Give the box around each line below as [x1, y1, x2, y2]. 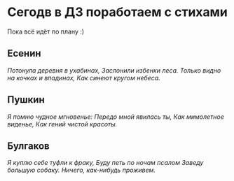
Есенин [7, 48, 41, 59]
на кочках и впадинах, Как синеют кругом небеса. [7, 73, 161, 82]
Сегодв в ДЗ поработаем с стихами [7, 4, 228, 20]
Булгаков [7, 140, 50, 152]
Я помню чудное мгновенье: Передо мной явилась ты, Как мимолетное [7, 113, 224, 121]
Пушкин [7, 94, 45, 106]
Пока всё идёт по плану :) [7, 27, 85, 36]
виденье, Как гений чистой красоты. [7, 120, 118, 128]
